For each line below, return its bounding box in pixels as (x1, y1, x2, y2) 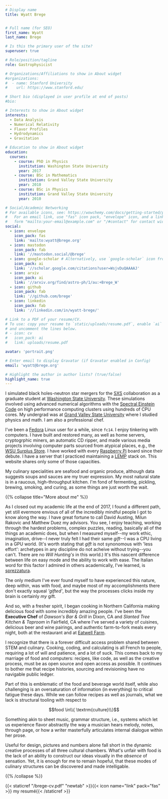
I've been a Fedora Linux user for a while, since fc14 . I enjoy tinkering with (5, 427, 158, 433)
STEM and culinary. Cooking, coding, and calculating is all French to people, (5, 645, 162, 651)
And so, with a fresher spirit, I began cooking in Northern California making (5, 603, 160, 609)
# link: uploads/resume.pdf (5, 340, 68, 345)
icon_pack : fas (14, 233, 46, 238)
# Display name (5, 7, 37, 13)
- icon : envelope (9, 229, 46, 234)
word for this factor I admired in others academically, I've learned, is (5, 562, 145, 568)
